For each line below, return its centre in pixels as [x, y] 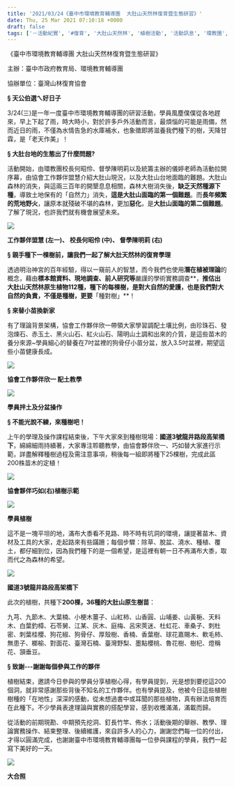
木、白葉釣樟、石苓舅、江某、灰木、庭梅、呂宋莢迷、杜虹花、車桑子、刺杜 [114, 626]
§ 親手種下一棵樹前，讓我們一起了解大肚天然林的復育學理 [89, 255]
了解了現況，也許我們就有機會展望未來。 [65, 212]
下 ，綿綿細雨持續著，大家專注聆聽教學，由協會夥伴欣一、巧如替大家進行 [111, 446]
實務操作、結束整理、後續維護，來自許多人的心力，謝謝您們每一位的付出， [120, 731]
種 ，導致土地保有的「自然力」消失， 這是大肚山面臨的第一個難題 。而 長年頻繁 [117, 195]
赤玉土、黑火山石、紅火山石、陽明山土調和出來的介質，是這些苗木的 [129, 334]
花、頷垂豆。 [25, 652]
